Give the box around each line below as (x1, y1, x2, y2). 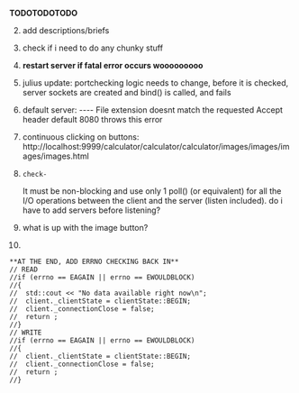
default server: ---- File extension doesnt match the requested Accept (22, 105, 284, 115)
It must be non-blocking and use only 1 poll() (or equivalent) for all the (22, 186, 282, 196)
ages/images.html (22, 151, 90, 161)
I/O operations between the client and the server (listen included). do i (22, 196, 284, 206)
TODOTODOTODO (9, 8, 78, 18)
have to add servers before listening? (22, 205, 161, 215)
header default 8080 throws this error (22, 114, 163, 124)
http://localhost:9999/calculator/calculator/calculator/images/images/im (22, 142, 290, 151)
